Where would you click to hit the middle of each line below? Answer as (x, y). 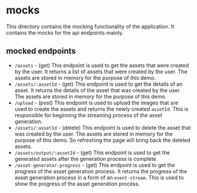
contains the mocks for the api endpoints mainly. (65, 32)
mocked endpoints (41, 51)
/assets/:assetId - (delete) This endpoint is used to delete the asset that (103, 127)
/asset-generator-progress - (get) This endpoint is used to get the (95, 165)
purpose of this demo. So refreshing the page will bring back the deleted (102, 140)
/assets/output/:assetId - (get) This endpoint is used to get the (92, 153)
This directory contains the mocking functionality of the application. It (90, 26)
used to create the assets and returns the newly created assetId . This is (101, 109)
